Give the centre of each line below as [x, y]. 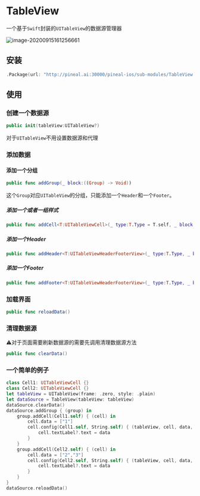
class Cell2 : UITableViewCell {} [48, 389]
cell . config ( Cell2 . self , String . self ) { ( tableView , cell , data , [110, 460]
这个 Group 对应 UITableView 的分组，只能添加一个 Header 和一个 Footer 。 [90, 196]
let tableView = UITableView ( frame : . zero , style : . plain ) [81, 394]
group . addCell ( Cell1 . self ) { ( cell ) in [66, 416]
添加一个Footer [25, 268]
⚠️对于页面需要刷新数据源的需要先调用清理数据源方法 [71, 342]
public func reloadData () [38, 312]
